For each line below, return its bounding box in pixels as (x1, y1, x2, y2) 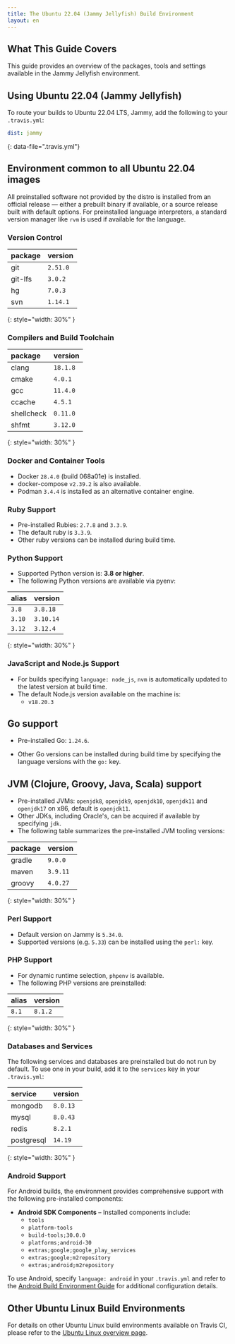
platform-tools (28, 1225, 73, 1232)
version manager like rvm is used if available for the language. (7, 214, 186, 223)
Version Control (7, 232, 63, 242)
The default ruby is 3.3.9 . (17, 528, 92, 536)
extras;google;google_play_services (28, 1247, 136, 1254)
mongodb (11, 1101, 44, 1111)
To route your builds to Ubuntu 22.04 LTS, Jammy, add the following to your (7, 109, 228, 117)
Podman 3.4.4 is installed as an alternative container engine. (17, 487, 195, 495)
